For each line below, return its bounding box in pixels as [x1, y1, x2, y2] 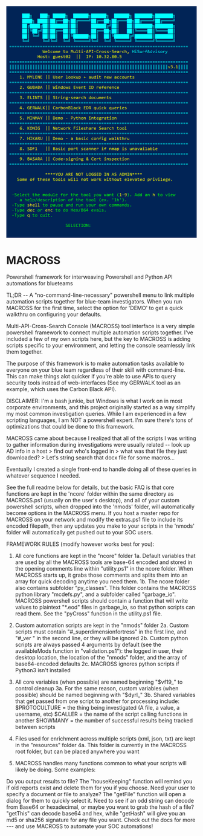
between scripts [14, 724, 56, 731]
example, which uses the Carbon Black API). [6, 386, 117, 393]
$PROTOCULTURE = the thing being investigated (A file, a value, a [14, 704, 180, 711]
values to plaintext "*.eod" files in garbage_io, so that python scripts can [14, 604, 195, 611]
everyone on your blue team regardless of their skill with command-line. [6, 366, 185, 374]
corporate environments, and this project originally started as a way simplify [6, 404, 196, 411]
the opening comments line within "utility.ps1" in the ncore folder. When [14, 565, 193, 572]
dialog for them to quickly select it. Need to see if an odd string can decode [6, 797, 195, 805]
